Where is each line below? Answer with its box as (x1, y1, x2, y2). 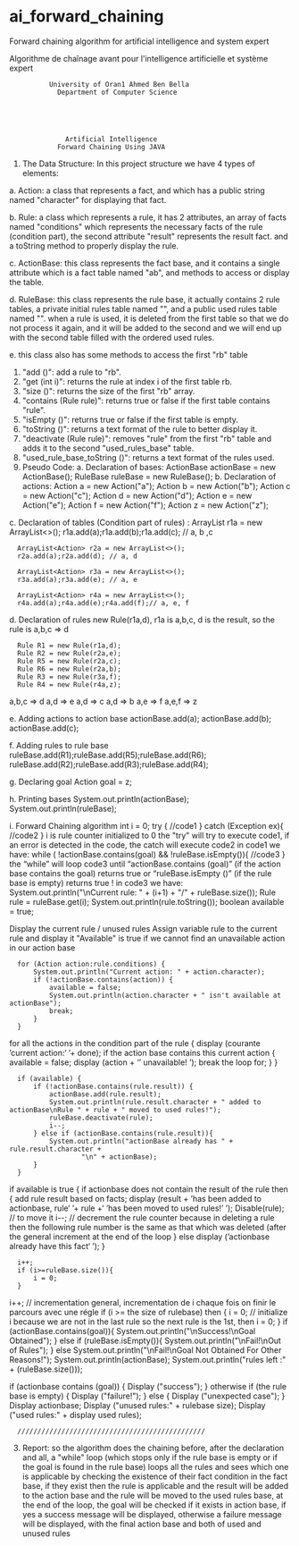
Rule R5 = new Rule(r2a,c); (17, 656, 122, 665)
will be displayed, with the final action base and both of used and (21, 1518, 262, 1529)
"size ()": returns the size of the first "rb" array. (21, 385, 195, 396)
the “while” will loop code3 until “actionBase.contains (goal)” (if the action (9, 858, 281, 869)
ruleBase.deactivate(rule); (48, 1113, 154, 1122)
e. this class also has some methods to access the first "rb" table (9, 349, 248, 359)
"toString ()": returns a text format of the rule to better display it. (21, 423, 258, 435)
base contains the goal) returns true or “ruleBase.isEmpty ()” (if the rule (9, 867, 272, 878)
